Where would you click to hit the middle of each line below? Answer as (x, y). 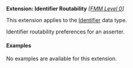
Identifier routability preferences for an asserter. (65, 32)
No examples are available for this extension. (62, 58)
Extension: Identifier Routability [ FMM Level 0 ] (65, 9)
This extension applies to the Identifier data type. (67, 20)
